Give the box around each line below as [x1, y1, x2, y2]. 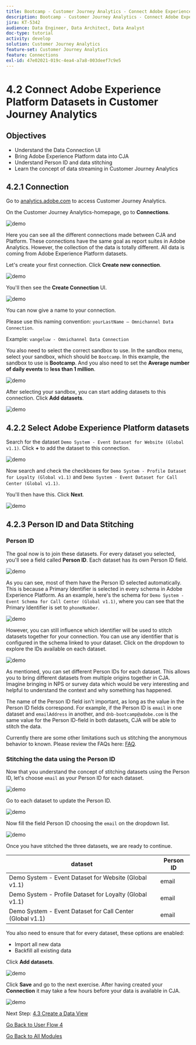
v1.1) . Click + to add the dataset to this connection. [6, 445, 130, 452]
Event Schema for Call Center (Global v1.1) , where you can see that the [6, 597, 184, 604]
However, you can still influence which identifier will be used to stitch [6, 627, 172, 634]
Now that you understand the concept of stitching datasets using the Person [6, 768, 190, 775]
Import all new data [14, 941, 61, 948]
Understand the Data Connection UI [14, 146, 101, 153]
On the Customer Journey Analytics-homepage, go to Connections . [6, 209, 170, 216]
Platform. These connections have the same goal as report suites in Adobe [6, 238, 185, 245]
